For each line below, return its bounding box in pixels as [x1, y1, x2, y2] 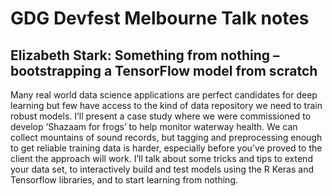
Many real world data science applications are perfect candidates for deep [10, 89, 318, 101]
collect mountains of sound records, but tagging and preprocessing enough [10, 132, 323, 143]
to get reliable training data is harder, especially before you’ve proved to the [10, 142, 323, 154]
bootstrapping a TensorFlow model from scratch [10, 62, 318, 79]
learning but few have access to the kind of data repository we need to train [10, 100, 323, 111]
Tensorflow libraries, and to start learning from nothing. [10, 174, 239, 186]
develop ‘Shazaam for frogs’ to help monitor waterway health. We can [10, 121, 298, 132]
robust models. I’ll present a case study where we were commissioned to [10, 110, 312, 122]
